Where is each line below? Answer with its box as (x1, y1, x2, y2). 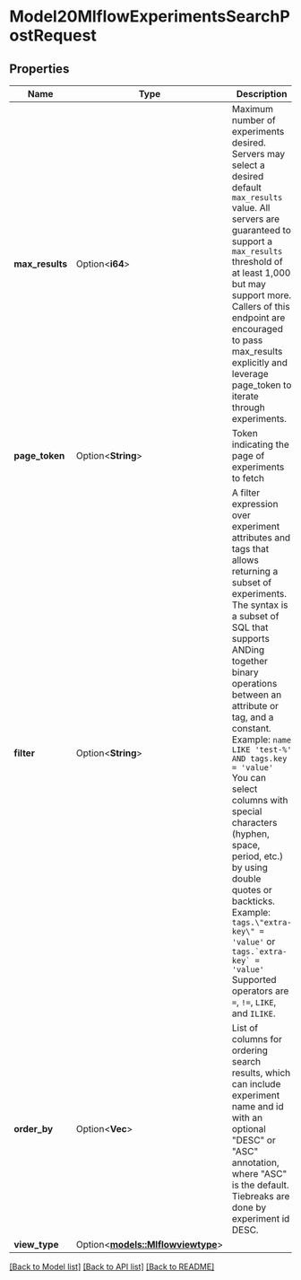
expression (231, 498, 279, 510)
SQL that (231, 621, 269, 634)
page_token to (231, 379, 292, 391)
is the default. (231, 1179, 289, 1191)
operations (231, 678, 278, 689)
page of (231, 450, 265, 461)
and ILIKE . (231, 1007, 276, 1020)
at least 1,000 (231, 267, 291, 279)
